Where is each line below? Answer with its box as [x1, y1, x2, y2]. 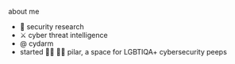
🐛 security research [19, 22, 85, 31]
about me [8, 7, 40, 16]
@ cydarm [19, 39, 54, 48]
